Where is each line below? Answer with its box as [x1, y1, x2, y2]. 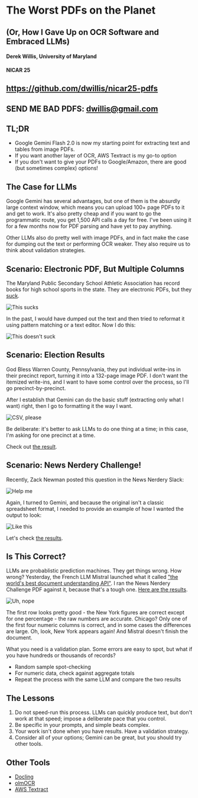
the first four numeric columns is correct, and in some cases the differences [6, 622, 191, 629]
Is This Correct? [6, 552, 66, 561]
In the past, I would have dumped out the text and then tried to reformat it [6, 315, 185, 322]
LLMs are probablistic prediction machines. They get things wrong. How [6, 567, 182, 574]
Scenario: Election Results [6, 350, 105, 360]
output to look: [6, 511, 42, 519]
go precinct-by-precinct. [6, 384, 66, 391]
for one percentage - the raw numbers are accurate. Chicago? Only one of [6, 615, 187, 622]
